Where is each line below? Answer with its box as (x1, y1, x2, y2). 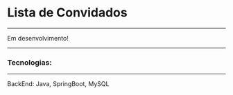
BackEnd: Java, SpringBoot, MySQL (7, 80, 110, 88)
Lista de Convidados (7, 5, 128, 21)
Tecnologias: (7, 57, 52, 67)
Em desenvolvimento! (7, 34, 69, 42)
